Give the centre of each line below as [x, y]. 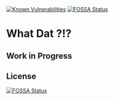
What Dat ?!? [39, 34]
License [21, 76]
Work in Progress [39, 56]
